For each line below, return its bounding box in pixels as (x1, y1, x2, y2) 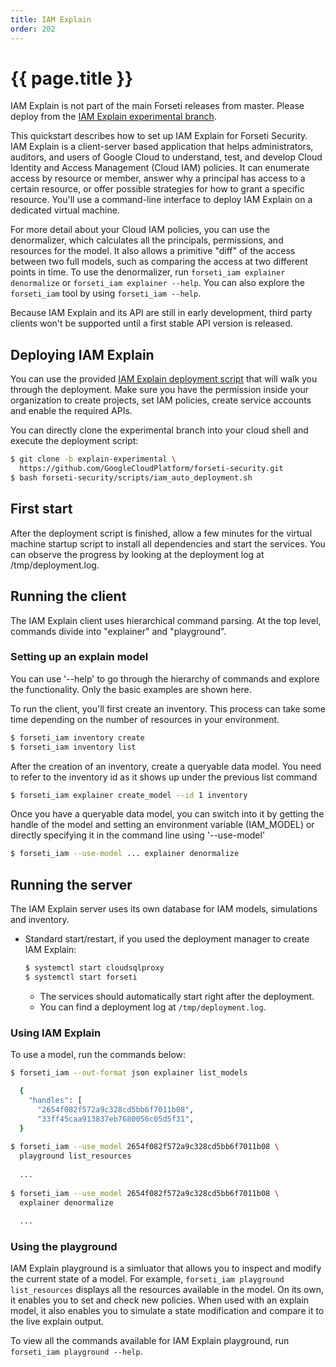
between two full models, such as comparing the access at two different (10, 256, 308, 268)
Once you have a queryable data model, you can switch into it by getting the (10, 808, 325, 820)
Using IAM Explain (10, 1026, 102, 1040)
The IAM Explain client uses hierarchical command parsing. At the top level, (10, 614, 322, 626)
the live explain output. (10, 1316, 105, 1328)
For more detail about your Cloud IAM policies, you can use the (10, 224, 270, 236)
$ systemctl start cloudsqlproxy (24, 963, 165, 973)
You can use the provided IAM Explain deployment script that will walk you (10, 373, 318, 385)
